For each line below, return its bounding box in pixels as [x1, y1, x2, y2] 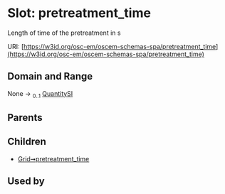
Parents [7, 112, 43, 124]
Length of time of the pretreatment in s [7, 28, 121, 37]
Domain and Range [7, 70, 93, 82]
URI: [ [7, 42, 24, 50]
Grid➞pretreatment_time [17, 154, 90, 163]
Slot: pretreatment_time [7, 5, 152, 21]
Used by [7, 176, 45, 188]
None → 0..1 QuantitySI [7, 89, 73, 99]
